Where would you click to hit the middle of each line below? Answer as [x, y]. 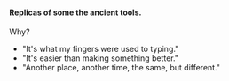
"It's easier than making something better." [100, 58]
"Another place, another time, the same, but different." [121, 68]
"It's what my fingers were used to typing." [100, 49]
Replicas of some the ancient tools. [75, 12]
